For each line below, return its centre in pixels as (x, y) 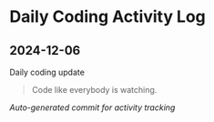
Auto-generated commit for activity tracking (92, 107)
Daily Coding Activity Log (108, 17)
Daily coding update (47, 72)
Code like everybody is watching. (94, 90)
